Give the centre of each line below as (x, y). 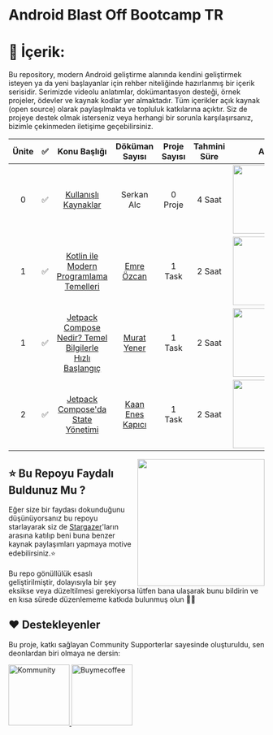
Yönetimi (82, 430)
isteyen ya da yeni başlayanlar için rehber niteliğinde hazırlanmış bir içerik (132, 84)
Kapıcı (135, 424)
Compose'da (82, 409)
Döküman (135, 146)
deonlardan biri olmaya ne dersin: (64, 653)
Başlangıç (82, 368)
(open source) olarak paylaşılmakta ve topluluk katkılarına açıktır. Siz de (128, 109)
